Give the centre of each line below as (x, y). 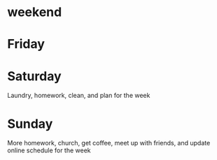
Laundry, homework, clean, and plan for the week (79, 96)
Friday (26, 44)
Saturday (34, 76)
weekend (35, 12)
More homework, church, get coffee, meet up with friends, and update (109, 143)
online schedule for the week (49, 150)
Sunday (30, 124)
